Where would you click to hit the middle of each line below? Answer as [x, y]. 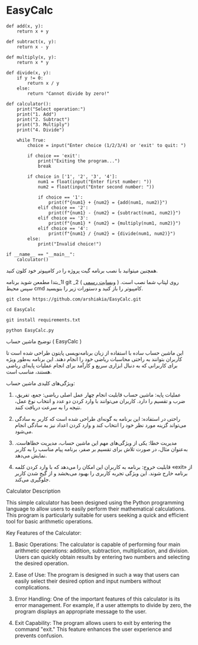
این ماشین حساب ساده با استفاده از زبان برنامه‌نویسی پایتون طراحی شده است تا [95, 353]
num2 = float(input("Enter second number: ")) [96, 187]
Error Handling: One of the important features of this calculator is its [97, 599]
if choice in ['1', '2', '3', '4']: [72, 176]
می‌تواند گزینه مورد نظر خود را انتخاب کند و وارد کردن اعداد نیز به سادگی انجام [100, 425]
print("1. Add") [37, 114]
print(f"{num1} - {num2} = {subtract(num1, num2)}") [115, 213]
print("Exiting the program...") [79, 161]
